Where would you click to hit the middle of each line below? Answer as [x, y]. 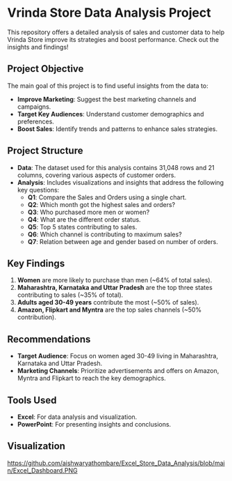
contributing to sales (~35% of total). [70, 295]
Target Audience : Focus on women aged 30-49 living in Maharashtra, [118, 356]
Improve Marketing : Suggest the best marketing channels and [107, 99]
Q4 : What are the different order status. [84, 219]
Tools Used [32, 400]
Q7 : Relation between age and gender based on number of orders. [123, 241]
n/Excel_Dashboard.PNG [42, 470]
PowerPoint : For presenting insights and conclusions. [94, 424]
